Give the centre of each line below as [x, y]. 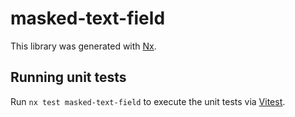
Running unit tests [68, 77]
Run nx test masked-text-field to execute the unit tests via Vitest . [148, 101]
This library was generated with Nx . [83, 46]
